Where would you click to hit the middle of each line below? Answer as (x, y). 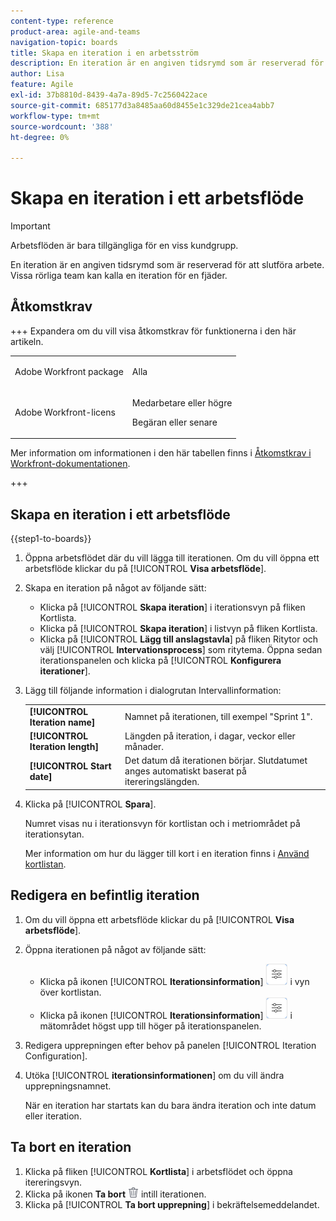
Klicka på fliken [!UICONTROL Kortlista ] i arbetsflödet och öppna (158, 1171)
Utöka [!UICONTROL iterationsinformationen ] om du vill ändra (154, 1075)
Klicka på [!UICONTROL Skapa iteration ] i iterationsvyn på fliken (172, 607)
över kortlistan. (70, 992)
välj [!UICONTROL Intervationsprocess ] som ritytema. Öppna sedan (181, 650)
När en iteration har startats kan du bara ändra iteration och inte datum (170, 1105)
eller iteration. (53, 1116)
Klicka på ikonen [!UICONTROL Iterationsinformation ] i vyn (174, 981)
